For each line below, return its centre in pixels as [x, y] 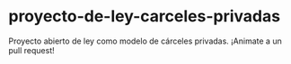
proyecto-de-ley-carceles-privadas [144, 16]
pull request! [31, 50]
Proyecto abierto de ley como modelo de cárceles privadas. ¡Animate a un [145, 41]
